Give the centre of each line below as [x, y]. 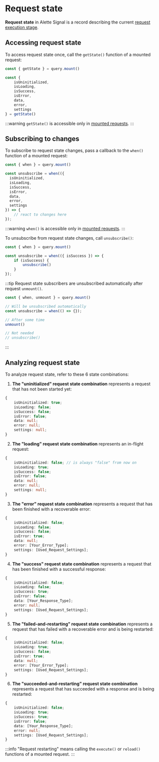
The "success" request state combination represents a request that [82, 564]
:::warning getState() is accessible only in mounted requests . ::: [70, 123]
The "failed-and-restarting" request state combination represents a [82, 624]
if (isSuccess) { [32, 260]
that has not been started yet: [42, 389]
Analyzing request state [43, 362]
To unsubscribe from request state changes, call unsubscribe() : [69, 238]
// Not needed [20, 333]
